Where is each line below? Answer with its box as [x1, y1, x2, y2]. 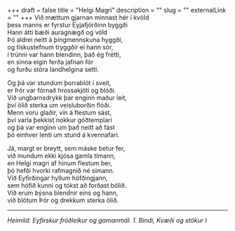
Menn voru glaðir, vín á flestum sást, [7, 108, 112, 117]
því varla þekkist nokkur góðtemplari [7, 116, 113, 124]
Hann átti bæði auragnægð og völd [7, 28, 108, 36]
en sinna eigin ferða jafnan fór [7, 58, 94, 66]
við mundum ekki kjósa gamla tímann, [7, 151, 116, 160]
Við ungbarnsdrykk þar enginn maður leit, [7, 94, 127, 102]
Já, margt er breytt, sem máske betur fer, [7, 144, 126, 152]
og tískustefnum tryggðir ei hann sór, [7, 43, 114, 51]
